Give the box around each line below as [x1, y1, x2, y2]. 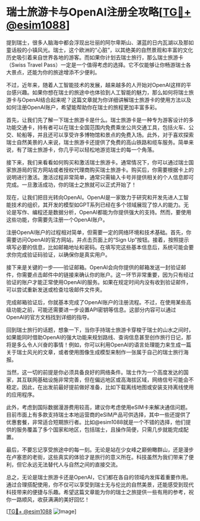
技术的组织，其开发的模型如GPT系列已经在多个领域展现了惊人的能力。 [11, 201, 184, 208]
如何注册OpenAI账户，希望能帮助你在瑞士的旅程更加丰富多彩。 [6, 104, 161, 111]
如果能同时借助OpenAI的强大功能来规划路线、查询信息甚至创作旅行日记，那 [6, 333, 192, 341]
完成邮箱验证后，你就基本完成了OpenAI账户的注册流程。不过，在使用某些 [6, 298, 186, 305]
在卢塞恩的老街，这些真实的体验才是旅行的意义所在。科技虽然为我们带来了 [6, 453, 189, 460]
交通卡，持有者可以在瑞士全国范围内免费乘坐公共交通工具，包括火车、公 [16, 123, 194, 131]
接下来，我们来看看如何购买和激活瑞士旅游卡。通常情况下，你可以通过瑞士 [6, 158, 189, 166]
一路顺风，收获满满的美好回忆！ [11, 495, 90, 503]
